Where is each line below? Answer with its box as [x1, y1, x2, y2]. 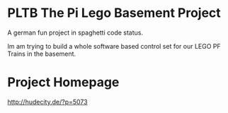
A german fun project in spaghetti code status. [7, 28, 144, 37]
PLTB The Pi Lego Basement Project [7, 5, 221, 21]
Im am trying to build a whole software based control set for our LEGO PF [7, 42, 221, 50]
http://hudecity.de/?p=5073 [7, 97, 88, 106]
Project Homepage [7, 74, 120, 90]
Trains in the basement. [7, 49, 76, 58]
